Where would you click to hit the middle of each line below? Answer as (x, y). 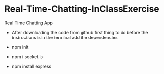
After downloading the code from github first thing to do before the (80, 32)
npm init (20, 47)
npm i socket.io (27, 56)
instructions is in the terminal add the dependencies (65, 37)
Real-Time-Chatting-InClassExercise (82, 9)
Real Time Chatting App (29, 23)
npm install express (32, 66)
